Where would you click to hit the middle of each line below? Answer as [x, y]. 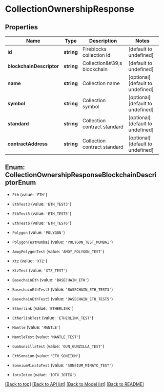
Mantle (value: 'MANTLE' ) [36, 327]
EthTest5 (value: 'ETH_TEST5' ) [42, 213]
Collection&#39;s [102, 63]
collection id [96, 55]
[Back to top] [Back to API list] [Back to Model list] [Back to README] [74, 384]
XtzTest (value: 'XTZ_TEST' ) [40, 270]
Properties [21, 27]
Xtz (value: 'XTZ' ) [30, 261]
